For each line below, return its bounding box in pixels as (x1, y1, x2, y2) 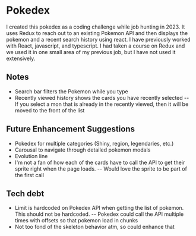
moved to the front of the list (14, 106, 85, 114)
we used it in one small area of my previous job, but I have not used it (6, 48, 176, 55)
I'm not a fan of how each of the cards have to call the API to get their (14, 159, 185, 166)
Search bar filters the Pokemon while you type (14, 87, 129, 95)
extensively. (6, 55, 36, 62)
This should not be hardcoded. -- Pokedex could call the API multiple (14, 210, 184, 218)
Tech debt (6, 188, 45, 199)
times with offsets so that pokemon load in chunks (14, 217, 138, 224)
